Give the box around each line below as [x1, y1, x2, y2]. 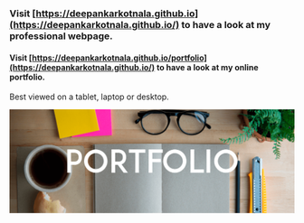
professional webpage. [9, 30, 113, 42]
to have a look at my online [157, 61, 260, 72]
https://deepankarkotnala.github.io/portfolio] [31, 52, 208, 63]
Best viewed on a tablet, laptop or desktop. [9, 91, 169, 102]
